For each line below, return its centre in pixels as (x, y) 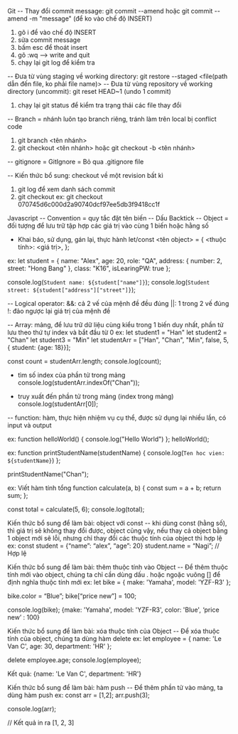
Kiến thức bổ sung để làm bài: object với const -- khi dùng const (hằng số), (117, 523)
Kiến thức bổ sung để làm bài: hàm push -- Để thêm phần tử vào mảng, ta (115, 687)
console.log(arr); (32, 709)
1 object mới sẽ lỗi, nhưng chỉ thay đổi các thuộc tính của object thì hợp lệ (115, 538)
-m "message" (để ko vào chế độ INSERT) (91, 18)
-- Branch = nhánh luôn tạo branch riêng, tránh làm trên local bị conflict (112, 119)
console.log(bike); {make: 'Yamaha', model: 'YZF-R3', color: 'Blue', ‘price (113, 610)
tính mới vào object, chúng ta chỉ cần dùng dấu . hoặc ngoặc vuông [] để (114, 575)
